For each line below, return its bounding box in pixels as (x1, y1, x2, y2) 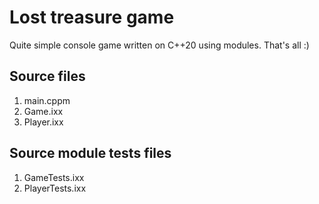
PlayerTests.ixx (23, 182, 87, 194)
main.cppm (23, 94, 71, 106)
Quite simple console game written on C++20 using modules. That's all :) (9, 39, 310, 51)
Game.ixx (23, 105, 64, 117)
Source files (9, 68, 86, 85)
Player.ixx (23, 116, 64, 128)
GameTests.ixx (23, 171, 85, 183)
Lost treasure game (9, 6, 175, 29)
